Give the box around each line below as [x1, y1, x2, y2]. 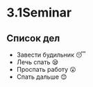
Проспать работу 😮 [16, 66, 77, 73]
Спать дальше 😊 [16, 72, 67, 81]
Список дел [6, 32, 60, 44]
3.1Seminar [6, 5, 72, 21]
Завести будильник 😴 [16, 50, 86, 59]
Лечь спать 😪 [16, 58, 59, 66]
